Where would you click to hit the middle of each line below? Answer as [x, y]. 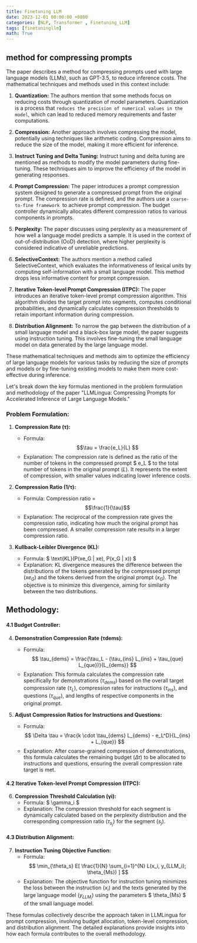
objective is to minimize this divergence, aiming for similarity [96, 585]
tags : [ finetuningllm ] [34, 28]
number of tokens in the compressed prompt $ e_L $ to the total [101, 463]
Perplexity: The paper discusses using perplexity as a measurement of [101, 229]
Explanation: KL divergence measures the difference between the [103, 565]
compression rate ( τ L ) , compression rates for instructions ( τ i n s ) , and [105, 689]
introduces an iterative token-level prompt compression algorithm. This [101, 295]
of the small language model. [59, 903]
